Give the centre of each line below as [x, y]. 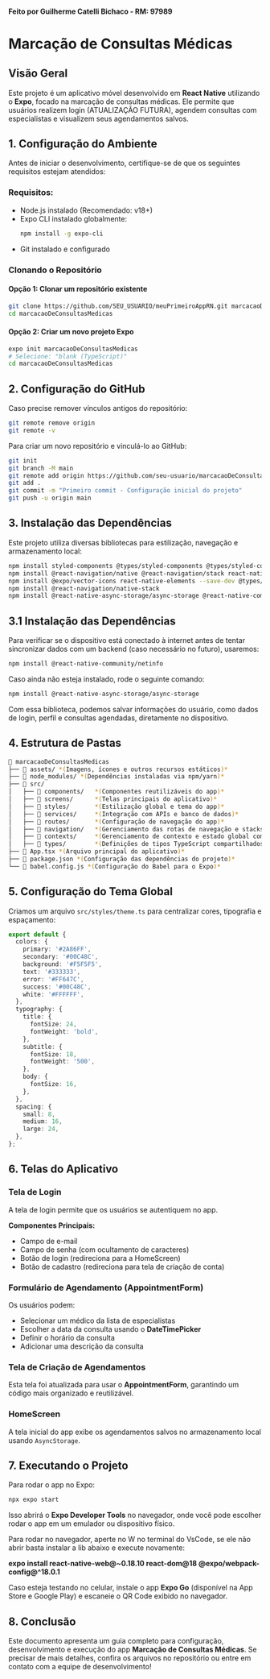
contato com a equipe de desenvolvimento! [80, 1667]
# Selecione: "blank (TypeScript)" [68, 356]
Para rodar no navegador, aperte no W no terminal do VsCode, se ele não [130, 1540]
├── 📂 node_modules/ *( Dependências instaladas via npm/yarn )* [117, 777]
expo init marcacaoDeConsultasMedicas [73, 349]
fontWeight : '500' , [62, 1062]
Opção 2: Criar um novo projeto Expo [71, 332]
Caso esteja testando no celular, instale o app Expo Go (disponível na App [131, 1588]
